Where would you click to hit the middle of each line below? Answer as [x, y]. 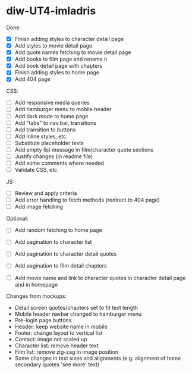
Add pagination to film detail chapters [61, 266]
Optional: [17, 219]
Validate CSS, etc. [37, 170]
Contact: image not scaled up [51, 339]
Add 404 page [32, 79]
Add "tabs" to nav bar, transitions [56, 122]
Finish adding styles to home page [57, 73]
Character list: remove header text [57, 345]
